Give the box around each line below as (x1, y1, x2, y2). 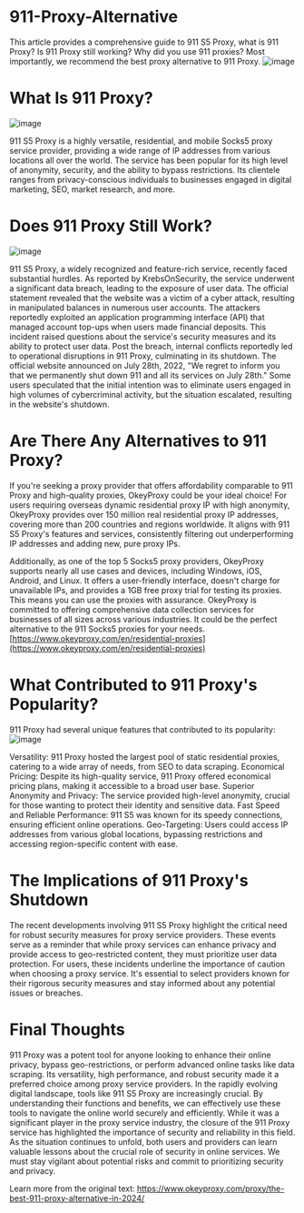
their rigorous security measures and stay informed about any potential (9, 977, 276, 988)
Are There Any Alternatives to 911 (9, 430, 268, 451)
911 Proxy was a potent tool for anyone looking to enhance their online (9, 1049, 271, 1060)
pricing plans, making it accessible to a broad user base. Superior (9, 780, 255, 791)
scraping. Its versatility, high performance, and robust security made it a (9, 1068, 279, 1079)
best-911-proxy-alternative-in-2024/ (9, 1192, 145, 1203)
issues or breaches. (9, 987, 83, 998)
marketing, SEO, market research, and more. (9, 184, 175, 195)
